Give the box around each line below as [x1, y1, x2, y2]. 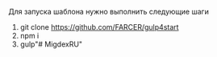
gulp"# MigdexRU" [19, 39, 83, 49]
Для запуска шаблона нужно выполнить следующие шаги [8, 7, 210, 16]
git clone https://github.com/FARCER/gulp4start [19, 22, 179, 31]
